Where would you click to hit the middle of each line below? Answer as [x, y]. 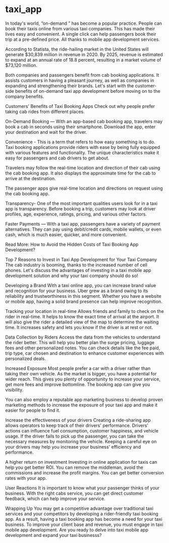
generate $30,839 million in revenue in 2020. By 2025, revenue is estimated [84, 55]
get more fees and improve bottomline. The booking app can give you [78, 384]
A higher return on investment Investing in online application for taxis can [81, 462]
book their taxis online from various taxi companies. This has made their [80, 28]
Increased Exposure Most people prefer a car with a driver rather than [78, 368]
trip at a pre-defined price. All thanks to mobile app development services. [82, 39]
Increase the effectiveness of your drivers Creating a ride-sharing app [78, 420]
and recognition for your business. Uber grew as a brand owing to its [77, 291]
